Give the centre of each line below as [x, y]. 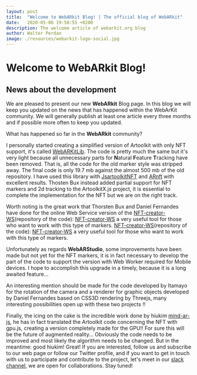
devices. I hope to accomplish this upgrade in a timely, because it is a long [96, 268]
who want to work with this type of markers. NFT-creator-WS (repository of [96, 225]
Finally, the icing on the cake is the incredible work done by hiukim [87, 316]
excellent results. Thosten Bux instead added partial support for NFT [89, 183]
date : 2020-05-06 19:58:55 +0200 [50, 22]
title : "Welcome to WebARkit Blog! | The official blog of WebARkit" [94, 17]
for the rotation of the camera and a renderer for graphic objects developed [98, 292]
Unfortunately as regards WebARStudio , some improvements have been [94, 249]
